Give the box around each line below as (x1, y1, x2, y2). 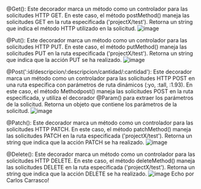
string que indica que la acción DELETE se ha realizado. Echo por (6, 170, 194, 177)
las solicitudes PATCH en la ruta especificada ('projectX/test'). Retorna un (6, 132, 192, 139)
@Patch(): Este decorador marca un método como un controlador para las (6, 119, 194, 126)
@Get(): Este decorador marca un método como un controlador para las (6, 6, 188, 12)
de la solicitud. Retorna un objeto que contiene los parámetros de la (6, 101, 177, 108)
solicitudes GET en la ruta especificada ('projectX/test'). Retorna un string (6, 18, 193, 25)
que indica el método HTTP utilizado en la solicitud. (6, 25, 137, 32)
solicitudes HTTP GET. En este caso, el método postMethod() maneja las (6, 12, 190, 19)
